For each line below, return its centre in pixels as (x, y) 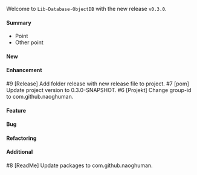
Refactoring (21, 138)
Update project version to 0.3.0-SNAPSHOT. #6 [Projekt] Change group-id (99, 90)
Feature (16, 110)
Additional (20, 152)
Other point (29, 42)
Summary (19, 22)
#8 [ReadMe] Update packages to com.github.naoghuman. (79, 165)
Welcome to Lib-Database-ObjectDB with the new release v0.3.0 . (86, 9)
